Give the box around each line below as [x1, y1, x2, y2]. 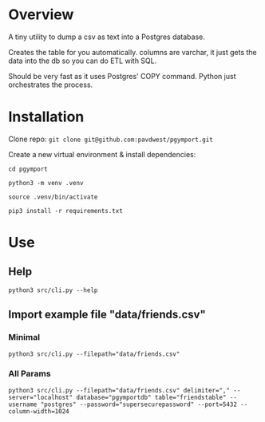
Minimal [8, 332, 41, 343]
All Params [8, 369, 51, 380]
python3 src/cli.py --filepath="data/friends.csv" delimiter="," [8, 386, 230, 394]
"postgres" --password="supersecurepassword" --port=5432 [40, 400, 238, 408]
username [8, 400, 38, 408]
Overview [8, 6, 74, 24]
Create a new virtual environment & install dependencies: [8, 149, 196, 159]
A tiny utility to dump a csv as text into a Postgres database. [8, 32, 205, 41]
